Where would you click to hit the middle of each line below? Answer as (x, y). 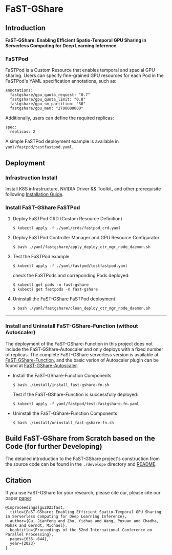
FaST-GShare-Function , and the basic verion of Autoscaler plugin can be (82, 360)
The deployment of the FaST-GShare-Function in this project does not (79, 343)
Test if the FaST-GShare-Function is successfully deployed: (76, 394)
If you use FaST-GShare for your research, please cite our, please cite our (83, 493)
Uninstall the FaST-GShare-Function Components (65, 413)
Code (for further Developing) (54, 446)
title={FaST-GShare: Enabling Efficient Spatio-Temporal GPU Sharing (85, 512)
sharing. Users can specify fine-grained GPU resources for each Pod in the (84, 75)
